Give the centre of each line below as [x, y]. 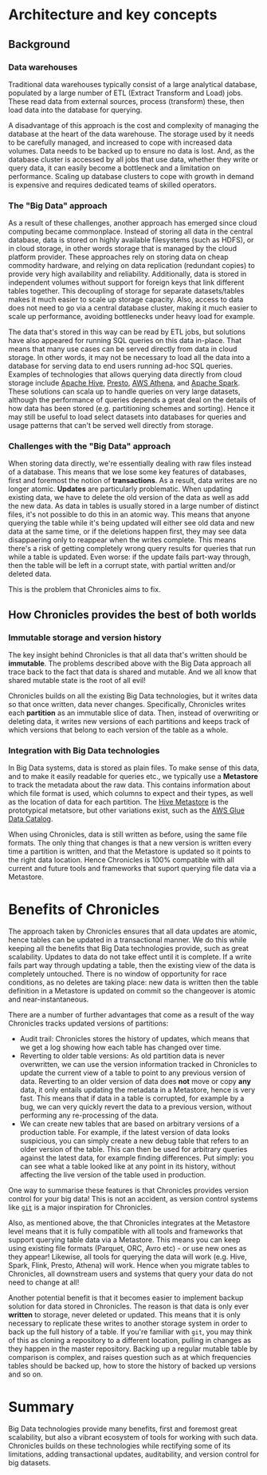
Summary [41, 1407]
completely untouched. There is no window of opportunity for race [118, 974]
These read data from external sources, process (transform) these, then [126, 101]
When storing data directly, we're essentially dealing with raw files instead [130, 464]
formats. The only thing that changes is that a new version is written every [130, 843]
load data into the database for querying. [75, 110]
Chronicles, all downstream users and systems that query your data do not [131, 1274]
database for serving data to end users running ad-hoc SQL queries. [121, 366]
